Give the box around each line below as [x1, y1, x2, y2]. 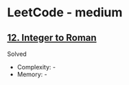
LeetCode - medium [7, 5, 123, 20]
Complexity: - [16, 63, 56, 71]
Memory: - [16, 70, 48, 78]
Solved [7, 50, 27, 58]
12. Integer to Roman [7, 32, 97, 44]
